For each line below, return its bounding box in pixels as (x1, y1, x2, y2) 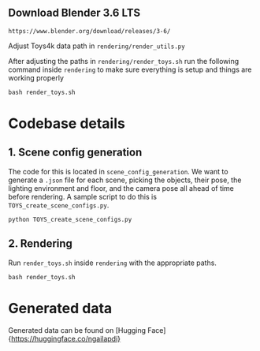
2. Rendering (8, 237, 73, 251)
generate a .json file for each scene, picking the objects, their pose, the (8, 175, 242, 185)
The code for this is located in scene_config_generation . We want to (8, 166, 228, 176)
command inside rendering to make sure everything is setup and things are (8, 65, 252, 74)
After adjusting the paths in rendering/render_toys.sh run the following (8, 56, 240, 65)
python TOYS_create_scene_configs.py (8, 215, 132, 223)
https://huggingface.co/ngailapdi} (10, 334, 121, 343)
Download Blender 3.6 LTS (8, 6, 141, 20)
